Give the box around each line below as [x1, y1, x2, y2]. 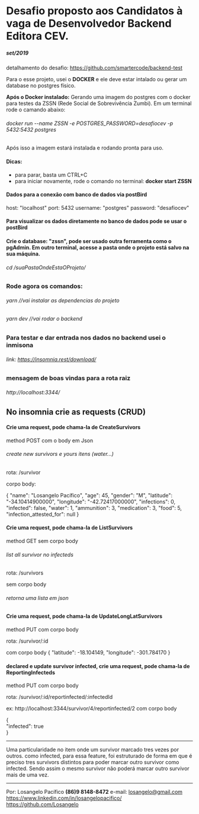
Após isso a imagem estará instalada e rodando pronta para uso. [6, 144, 164, 152]
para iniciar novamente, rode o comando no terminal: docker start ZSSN [14, 177, 192, 184]
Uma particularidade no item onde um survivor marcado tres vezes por [6, 746, 179, 754]
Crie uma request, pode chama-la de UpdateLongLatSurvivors [6, 612, 163, 620]
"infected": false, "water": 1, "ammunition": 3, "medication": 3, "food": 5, [6, 504, 182, 511]
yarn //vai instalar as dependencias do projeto [6, 296, 120, 304]
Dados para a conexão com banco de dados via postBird [6, 191, 147, 198]
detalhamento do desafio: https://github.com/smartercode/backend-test [6, 64, 182, 72]
